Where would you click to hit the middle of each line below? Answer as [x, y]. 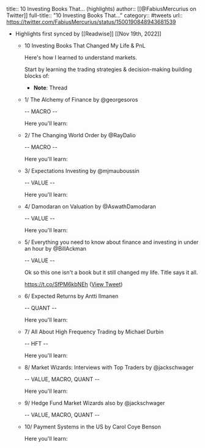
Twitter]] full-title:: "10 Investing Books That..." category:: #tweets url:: [95, 15]
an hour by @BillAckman [55, 249]
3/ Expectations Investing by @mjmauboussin [82, 171]
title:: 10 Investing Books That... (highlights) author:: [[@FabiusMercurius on [102, 9]
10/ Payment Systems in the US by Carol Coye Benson [92, 427]
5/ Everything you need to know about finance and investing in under [111, 242]
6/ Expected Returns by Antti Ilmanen [71, 296]
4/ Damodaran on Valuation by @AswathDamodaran [90, 207]
